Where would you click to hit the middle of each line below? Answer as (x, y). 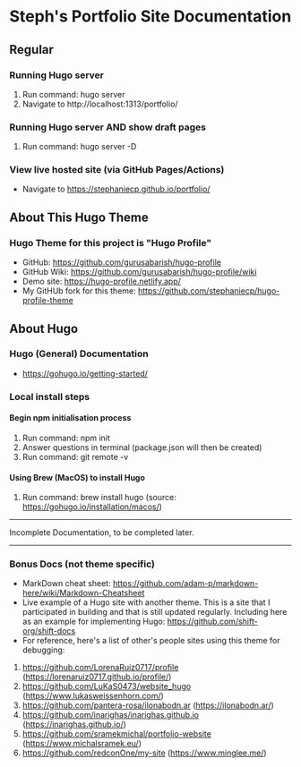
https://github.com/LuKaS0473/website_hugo (107, 686)
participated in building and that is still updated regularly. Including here (155, 612)
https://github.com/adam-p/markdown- (185, 584)
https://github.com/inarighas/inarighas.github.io (111, 715)
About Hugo (44, 328)
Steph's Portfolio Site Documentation (150, 17)
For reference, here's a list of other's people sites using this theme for (151, 641)
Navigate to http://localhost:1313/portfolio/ (100, 104)
